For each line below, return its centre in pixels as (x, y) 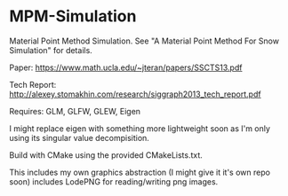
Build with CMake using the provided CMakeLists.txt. (106, 155)
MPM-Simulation (73, 16)
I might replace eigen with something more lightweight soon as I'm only (140, 128)
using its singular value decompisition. (79, 137)
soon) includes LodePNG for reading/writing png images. (114, 181)
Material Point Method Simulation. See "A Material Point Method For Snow (144, 41)
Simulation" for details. (51, 50)
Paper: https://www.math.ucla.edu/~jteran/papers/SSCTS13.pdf (126, 67)
